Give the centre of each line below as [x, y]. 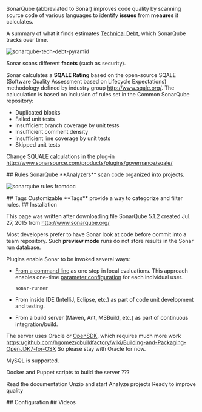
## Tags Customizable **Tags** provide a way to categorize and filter [95, 198]
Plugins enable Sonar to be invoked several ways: [68, 259]
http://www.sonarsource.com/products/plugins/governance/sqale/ [89, 163]
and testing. [30, 306]
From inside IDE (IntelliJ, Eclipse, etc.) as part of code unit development [104, 300]
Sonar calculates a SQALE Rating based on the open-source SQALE [91, 75]
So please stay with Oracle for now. [102, 349]
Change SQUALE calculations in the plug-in [61, 156]
